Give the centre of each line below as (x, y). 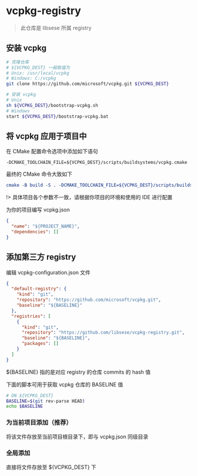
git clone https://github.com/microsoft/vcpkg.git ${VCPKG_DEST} (87, 84)
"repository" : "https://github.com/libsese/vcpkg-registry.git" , (103, 333)
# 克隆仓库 (18, 62)
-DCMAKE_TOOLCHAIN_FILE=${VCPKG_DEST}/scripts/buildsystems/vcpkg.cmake (97, 163)
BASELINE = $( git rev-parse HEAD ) (45, 401)
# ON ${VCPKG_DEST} (30, 395)
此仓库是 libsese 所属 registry (56, 28)
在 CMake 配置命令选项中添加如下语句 (52, 152)
